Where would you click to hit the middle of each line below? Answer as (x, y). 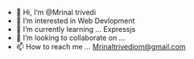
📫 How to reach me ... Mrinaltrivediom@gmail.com (101, 47)
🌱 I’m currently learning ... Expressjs (76, 29)
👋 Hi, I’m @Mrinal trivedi (56, 12)
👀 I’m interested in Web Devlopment (75, 21)
